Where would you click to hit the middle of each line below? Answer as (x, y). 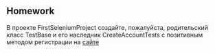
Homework (31, 11)
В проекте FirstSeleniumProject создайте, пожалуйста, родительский (107, 27)
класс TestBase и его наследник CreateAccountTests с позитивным (105, 35)
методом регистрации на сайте (53, 42)
